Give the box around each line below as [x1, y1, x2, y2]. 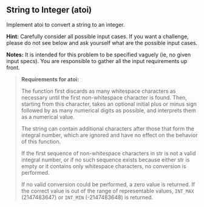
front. [6, 64, 20, 71]
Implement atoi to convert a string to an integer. [6, 21, 126, 28]
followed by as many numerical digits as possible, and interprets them [21, 106, 196, 114]
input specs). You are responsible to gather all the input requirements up [6, 57, 188, 64]
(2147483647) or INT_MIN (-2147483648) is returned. [21, 194, 154, 201]
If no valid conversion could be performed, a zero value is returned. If [21, 180, 195, 188]
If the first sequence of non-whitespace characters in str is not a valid [21, 149, 196, 157]
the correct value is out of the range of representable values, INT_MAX [21, 187, 194, 194]
